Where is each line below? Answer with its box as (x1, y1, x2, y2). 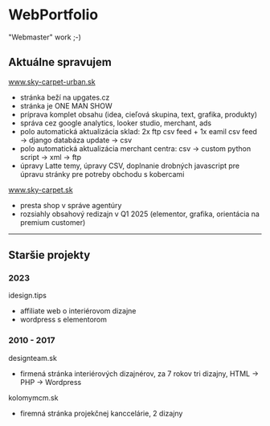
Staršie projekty (8, 248, 91, 262)
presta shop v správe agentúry (19, 200, 122, 210)
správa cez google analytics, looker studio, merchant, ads (19, 118, 211, 128)
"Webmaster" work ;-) (8, 32, 82, 42)
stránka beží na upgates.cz (19, 92, 110, 102)
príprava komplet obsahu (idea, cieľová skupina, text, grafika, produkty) (19, 109, 258, 119)
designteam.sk (8, 353, 58, 363)
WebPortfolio (8, 6, 99, 24)
